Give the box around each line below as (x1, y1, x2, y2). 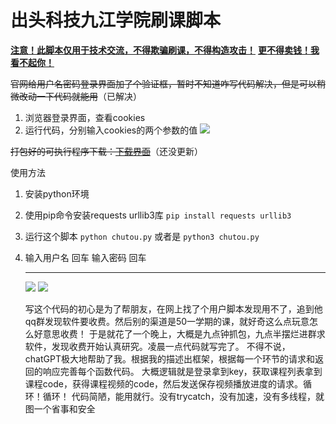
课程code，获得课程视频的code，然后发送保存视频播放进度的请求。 (24, 377, 304, 390)
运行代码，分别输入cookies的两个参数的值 (24, 124, 198, 136)
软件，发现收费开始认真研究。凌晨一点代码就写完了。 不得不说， (24, 340, 291, 352)
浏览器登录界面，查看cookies (24, 111, 146, 123)
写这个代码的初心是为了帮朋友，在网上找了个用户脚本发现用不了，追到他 (24, 302, 323, 315)
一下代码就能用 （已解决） (36, 90, 142, 102)
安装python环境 (24, 187, 90, 200)
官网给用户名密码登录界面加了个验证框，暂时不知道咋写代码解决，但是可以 (10, 77, 317, 90)
